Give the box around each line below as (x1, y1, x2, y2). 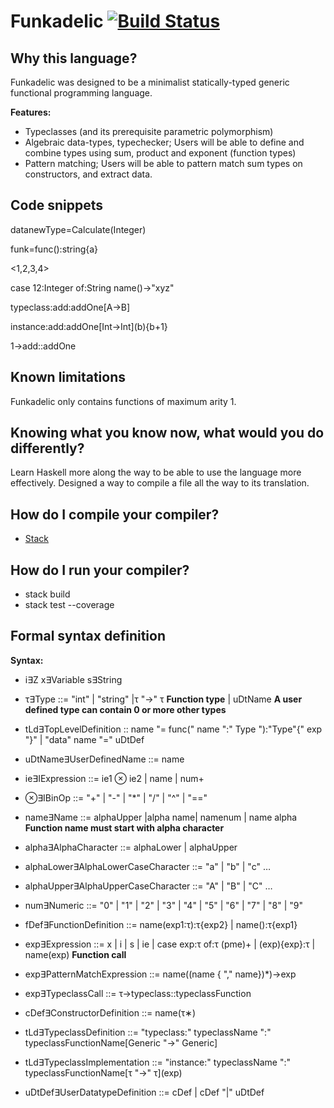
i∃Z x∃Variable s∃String (24, 673, 123, 685)
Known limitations (10, 369, 126, 386)
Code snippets (10, 197, 103, 214)
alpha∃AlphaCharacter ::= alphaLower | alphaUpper (24, 841, 238, 853)
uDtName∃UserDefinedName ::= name (24, 753, 185, 765)
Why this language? (10, 50, 138, 67)
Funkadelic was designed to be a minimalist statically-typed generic (10, 76, 290, 88)
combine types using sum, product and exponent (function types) (24, 147, 297, 159)
